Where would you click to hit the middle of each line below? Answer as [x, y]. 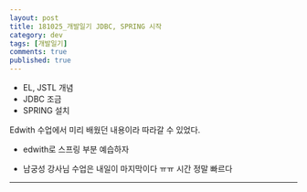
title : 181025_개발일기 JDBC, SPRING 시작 [86, 27]
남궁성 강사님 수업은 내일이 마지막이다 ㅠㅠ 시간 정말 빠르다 [127, 169]
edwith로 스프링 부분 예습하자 [76, 149]
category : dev [37, 35]
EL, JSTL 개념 [48, 87]
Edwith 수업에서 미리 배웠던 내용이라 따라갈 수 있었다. [105, 130]
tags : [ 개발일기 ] [39, 43]
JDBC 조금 [42, 99]
